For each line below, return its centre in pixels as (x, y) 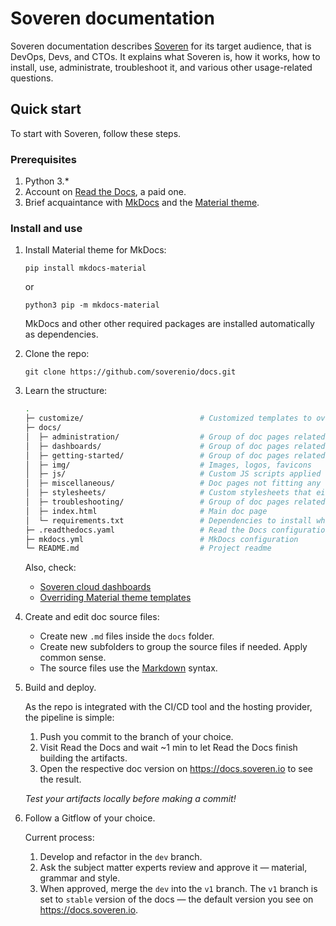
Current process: (59, 838)
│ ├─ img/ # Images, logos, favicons (168, 465)
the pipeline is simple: (69, 718)
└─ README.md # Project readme (148, 548)
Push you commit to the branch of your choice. (136, 737)
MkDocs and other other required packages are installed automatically (169, 324)
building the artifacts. (83, 758)
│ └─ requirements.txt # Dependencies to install (168, 520)
